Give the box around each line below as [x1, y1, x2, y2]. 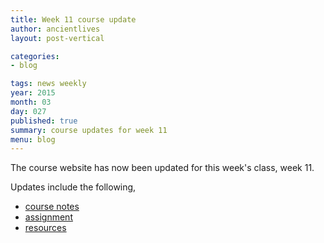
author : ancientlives [10, 24, 101, 34]
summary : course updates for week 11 [10, 125, 168, 135]
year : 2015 [10, 88, 56, 98]
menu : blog [10, 134, 56, 145]
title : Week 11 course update [10, 14, 137, 25]
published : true [10, 116, 78, 126]
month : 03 [10, 97, 52, 107]
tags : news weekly [10, 79, 87, 89]
